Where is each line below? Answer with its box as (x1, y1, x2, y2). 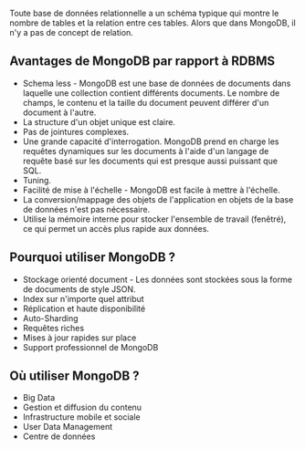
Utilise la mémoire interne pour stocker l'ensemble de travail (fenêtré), (22, 214, 287, 224)
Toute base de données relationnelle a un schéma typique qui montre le (9, 8, 279, 18)
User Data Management (22, 422, 113, 433)
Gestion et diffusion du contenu (22, 402, 142, 413)
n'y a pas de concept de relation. (9, 27, 134, 37)
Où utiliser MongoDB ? (9, 369, 140, 384)
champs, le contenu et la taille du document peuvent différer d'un (22, 97, 269, 108)
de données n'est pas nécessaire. (22, 204, 151, 214)
